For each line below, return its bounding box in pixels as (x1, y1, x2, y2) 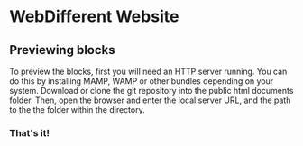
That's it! (9, 126, 50, 139)
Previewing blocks (9, 42, 115, 58)
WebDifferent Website (9, 6, 179, 27)
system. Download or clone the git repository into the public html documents (9, 86, 294, 96)
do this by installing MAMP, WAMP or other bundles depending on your (9, 76, 274, 87)
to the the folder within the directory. (9, 105, 146, 114)
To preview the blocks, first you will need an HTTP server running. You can (9, 66, 288, 77)
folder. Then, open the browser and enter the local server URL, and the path (9, 95, 291, 105)
